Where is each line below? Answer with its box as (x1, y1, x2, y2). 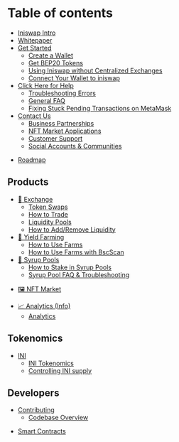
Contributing (17, 406, 55, 414)
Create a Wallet (28, 51, 73, 60)
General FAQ (28, 96, 65, 104)
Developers (7, 387, 60, 399)
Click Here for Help (17, 81, 75, 90)
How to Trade (28, 210, 69, 218)
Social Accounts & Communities (28, 141, 122, 150)
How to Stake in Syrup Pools (28, 263, 112, 271)
